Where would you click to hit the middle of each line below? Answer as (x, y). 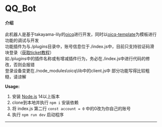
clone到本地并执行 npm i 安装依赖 (45, 103)
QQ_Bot (20, 8)
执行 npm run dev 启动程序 (38, 115)
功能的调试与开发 (22, 40)
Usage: (13, 87)
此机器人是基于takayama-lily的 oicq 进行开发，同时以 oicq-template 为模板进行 (81, 34)
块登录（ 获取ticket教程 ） (30, 53)
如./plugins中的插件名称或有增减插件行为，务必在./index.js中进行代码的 (75, 59)
